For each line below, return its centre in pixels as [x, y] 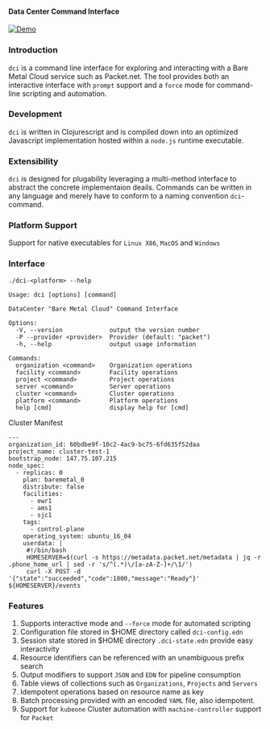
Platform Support [43, 226]
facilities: [43, 494]
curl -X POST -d [54, 571]
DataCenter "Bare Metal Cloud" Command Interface [93, 309]
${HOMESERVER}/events [45, 585]
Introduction [33, 50]
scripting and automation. [64, 94]
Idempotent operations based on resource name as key [112, 692]
